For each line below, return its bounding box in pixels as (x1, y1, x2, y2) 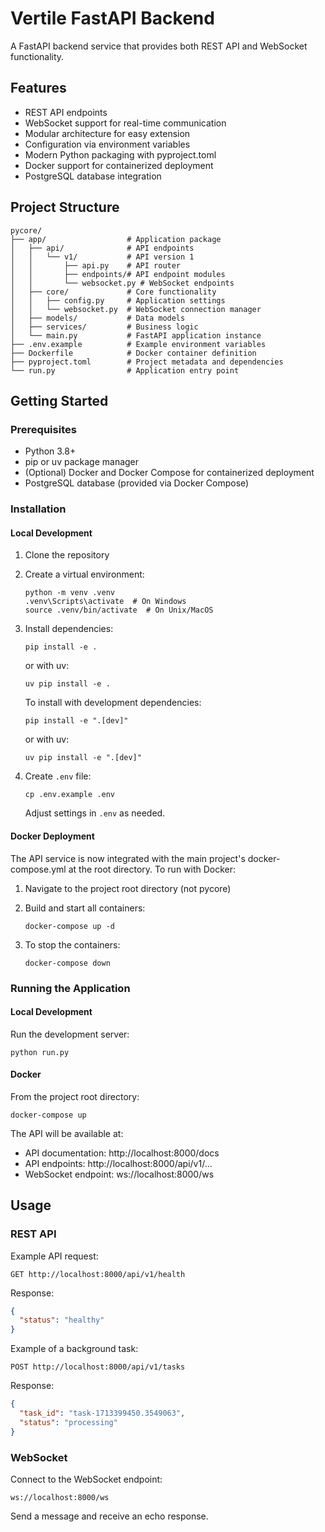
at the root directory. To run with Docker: (68, 863, 237, 875)
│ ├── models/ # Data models (10, 313, 186, 323)
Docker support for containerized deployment (24, 159, 214, 171)
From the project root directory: (10, 1090, 140, 1102)
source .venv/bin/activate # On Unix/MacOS (24, 605, 214, 616)
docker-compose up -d (24, 921, 115, 931)
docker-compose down (24, 958, 111, 968)
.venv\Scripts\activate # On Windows (24, 597, 187, 607)
